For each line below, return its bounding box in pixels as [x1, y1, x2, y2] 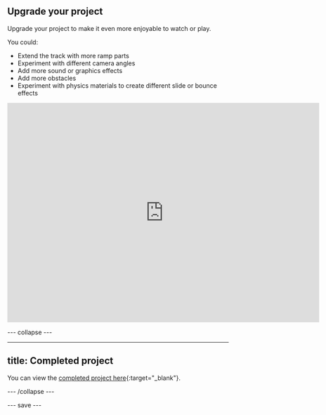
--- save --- [7, 400, 42, 409]
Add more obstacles [17, 74, 77, 82]
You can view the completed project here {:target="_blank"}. [7, 374, 181, 382]
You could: [7, 38, 39, 46]
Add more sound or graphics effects [17, 66, 123, 74]
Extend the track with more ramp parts [17, 51, 130, 60]
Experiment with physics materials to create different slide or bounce [17, 81, 218, 90]
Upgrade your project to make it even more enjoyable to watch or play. [7, 24, 211, 32]
